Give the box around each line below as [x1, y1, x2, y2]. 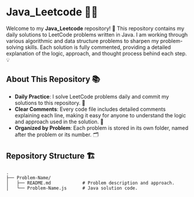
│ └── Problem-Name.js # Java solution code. [6, 185, 138, 191]
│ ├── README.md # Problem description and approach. [6, 180, 175, 186]
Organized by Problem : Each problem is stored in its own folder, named [14, 124, 189, 132]
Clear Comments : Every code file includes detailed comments [14, 106, 166, 113]
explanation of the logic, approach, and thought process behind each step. [6, 50, 187, 57]
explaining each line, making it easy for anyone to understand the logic [14, 111, 186, 119]
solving [6, 44, 24, 51]
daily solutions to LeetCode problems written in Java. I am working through [6, 31, 188, 38]
